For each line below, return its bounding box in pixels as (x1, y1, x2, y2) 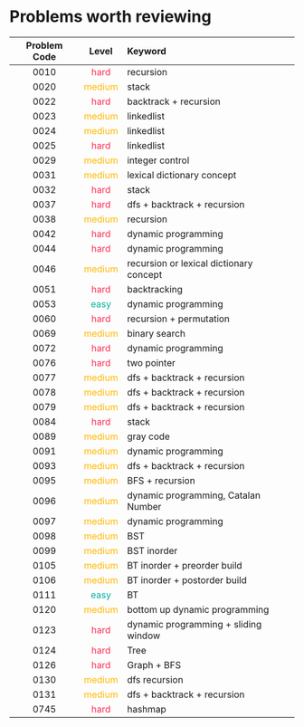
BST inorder (126, 544, 178, 557)
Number (126, 500, 162, 512)
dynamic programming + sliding (126, 617, 262, 630)
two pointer (126, 356, 176, 368)
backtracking (126, 282, 184, 295)
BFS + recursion (126, 474, 196, 486)
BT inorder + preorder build (126, 559, 242, 571)
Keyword (126, 44, 167, 57)
